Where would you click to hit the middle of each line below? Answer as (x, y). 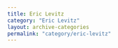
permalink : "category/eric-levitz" (59, 34)
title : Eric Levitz (36, 14)
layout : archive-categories (48, 27)
